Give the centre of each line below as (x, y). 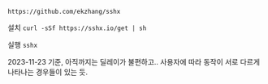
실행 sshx (23, 45)
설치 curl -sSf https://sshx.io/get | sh (77, 27)
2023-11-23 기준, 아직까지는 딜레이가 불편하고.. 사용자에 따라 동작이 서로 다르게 (134, 62)
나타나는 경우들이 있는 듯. (48, 72)
